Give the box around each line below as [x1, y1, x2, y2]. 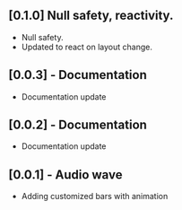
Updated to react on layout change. [21, 41, 153, 52]
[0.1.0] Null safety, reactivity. [8, 8, 174, 23]
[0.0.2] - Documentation [8, 118, 147, 133]
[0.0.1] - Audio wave [8, 167, 123, 182]
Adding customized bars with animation [21, 191, 169, 202]
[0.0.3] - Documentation [8, 67, 147, 83]
